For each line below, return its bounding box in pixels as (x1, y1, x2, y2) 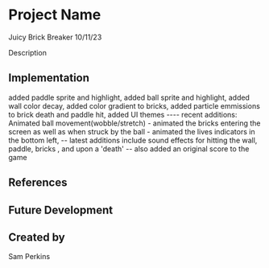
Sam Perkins (8, 252, 51, 262)
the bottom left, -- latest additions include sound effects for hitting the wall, (8, 135, 258, 145)
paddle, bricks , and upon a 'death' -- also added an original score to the (8, 143, 250, 154)
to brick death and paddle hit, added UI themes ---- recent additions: (8, 109, 238, 119)
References (8, 175, 68, 190)
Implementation (8, 71, 90, 85)
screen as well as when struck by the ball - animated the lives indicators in (8, 126, 255, 136)
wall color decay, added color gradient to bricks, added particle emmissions (8, 101, 260, 110)
